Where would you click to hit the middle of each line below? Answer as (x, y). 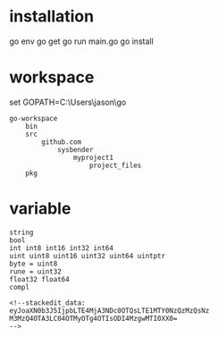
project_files (115, 165)
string (21, 232)
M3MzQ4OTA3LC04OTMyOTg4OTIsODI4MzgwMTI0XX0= (93, 318)
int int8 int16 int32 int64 (62, 248)
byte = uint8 (34, 264)
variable (40, 209)
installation (52, 17)
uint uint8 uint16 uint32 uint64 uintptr (88, 256)
